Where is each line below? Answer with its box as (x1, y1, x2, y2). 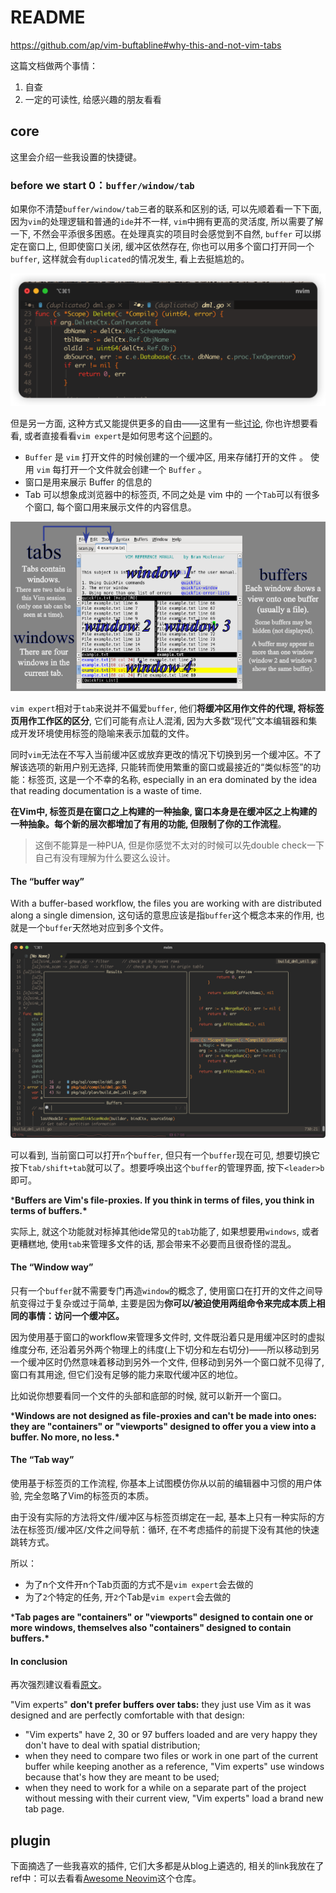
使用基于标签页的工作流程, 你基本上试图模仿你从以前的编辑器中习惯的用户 (10, 1477, 313, 1489)
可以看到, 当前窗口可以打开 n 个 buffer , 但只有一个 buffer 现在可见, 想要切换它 (10, 1149, 321, 1161)
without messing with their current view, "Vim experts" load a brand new (24, 1792, 324, 1805)
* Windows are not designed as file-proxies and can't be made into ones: (10, 1409, 317, 1421)
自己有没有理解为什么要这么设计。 (34, 852, 176, 864)
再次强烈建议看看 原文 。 (10, 1679, 107, 1691)
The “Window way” (10, 1261, 94, 1273)
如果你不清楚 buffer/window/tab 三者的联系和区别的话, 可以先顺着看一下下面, (10, 203, 322, 215)
